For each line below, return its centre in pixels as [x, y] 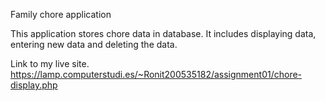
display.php [34, 85]
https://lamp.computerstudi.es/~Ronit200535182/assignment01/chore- [156, 74]
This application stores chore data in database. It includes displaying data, [163, 33]
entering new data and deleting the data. [94, 44]
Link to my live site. [50, 63]
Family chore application [61, 14]
